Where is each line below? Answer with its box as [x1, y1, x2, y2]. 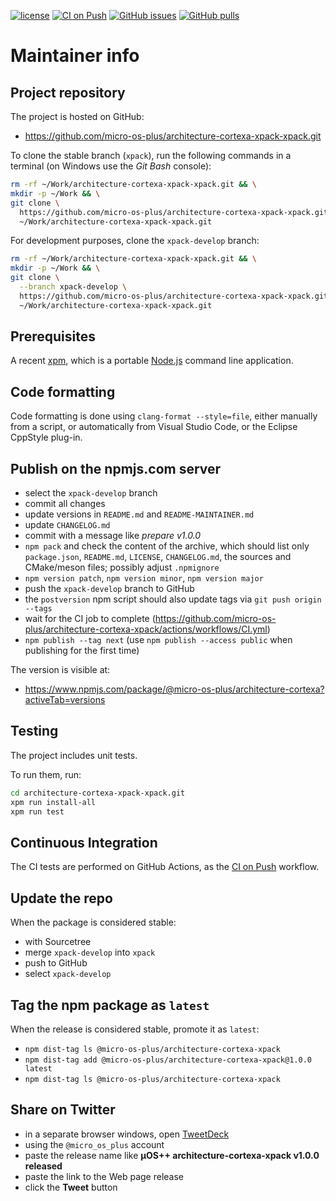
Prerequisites [10, 328, 96, 345]
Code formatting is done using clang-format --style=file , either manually [10, 410, 318, 422]
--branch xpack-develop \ [19, 282, 128, 292]
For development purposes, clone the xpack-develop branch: [10, 235, 260, 247]
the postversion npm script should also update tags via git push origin [24, 593, 322, 605]
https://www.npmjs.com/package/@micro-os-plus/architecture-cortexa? [24, 683, 325, 695]
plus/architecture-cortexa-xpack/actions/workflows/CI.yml [24, 623, 268, 635]
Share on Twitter [10, 1101, 116, 1119]
